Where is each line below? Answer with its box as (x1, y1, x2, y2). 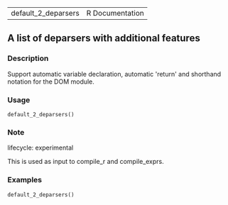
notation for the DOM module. (7, 77, 94, 86)
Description (7, 53, 49, 63)
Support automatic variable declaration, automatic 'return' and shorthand (7, 70, 222, 78)
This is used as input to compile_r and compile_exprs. (7, 157, 165, 166)
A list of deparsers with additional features (7, 32, 200, 45)
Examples (7, 175, 43, 185)
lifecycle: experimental (7, 143, 74, 152)
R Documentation (86, 9, 144, 18)
